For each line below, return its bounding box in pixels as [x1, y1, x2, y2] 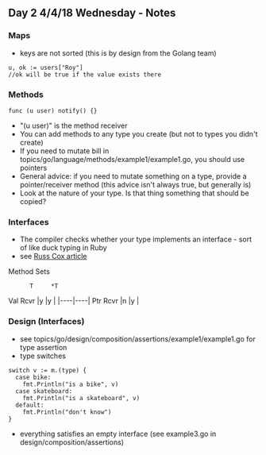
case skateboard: [15, 387, 73, 395]
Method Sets [8, 267, 50, 276]
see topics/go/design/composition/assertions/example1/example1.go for [19, 334, 256, 344]
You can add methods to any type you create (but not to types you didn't [19, 129, 258, 138]
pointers [19, 163, 48, 172]
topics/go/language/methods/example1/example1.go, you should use [19, 154, 245, 164]
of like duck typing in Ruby [19, 243, 107, 253]
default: [15, 401, 44, 409]
